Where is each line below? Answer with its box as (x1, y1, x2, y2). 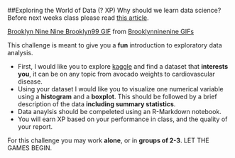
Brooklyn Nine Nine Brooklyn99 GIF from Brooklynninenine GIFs (7, 28, 194, 35)
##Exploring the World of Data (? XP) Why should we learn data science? (7, 6, 222, 14)
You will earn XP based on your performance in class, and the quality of (17, 115, 228, 123)
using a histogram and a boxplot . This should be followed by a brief (17, 92, 218, 101)
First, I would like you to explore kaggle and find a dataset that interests (17, 62, 229, 70)
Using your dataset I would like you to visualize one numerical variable (17, 85, 224, 93)
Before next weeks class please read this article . (7, 13, 149, 22)
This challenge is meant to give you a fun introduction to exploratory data (7, 41, 222, 49)
